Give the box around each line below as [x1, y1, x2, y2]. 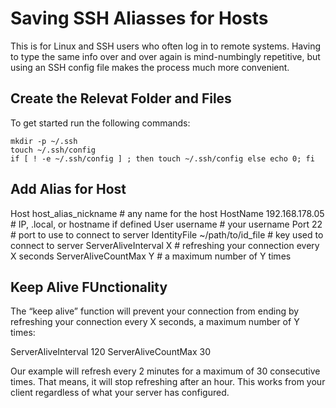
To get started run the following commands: [10, 117, 191, 129]
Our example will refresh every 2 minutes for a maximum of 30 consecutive [10, 365, 321, 377]
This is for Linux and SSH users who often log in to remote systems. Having [10, 40, 322, 52]
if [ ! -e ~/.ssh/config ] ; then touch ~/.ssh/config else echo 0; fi [10, 153, 315, 164]
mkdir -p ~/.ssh [10, 136, 78, 146]
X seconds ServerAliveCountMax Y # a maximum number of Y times [10, 250, 292, 262]
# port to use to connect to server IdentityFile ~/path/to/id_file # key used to [10, 228, 324, 241]
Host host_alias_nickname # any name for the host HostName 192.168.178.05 [10, 207, 325, 219]
